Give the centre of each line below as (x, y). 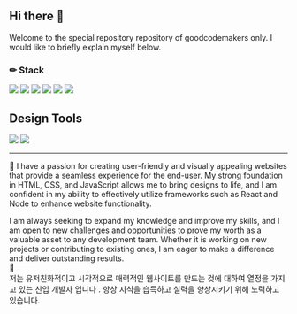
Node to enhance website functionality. (80, 203)
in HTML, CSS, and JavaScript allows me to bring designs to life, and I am (143, 184)
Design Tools (46, 118)
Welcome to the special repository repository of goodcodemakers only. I (141, 37)
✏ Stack (27, 70)
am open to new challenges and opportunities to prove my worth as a (136, 230)
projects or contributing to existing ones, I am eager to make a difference (142, 249)
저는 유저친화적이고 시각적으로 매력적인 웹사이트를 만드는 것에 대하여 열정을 (139, 278)
